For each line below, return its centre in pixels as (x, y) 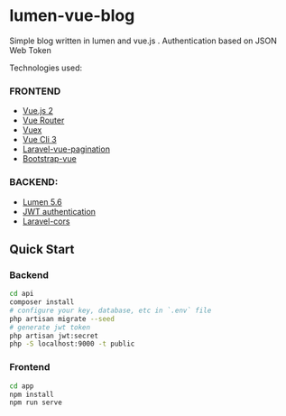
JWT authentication (59, 211)
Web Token (30, 50)
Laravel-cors (46, 221)
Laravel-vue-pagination (66, 149)
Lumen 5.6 (42, 202)
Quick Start (42, 249)
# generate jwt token (50, 327)
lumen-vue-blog (72, 16)
